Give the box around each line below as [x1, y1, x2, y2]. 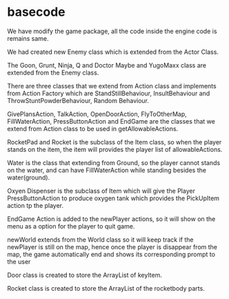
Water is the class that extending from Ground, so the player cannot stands [7, 158, 221, 166]
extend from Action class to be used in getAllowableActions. [7, 124, 179, 133]
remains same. [7, 34, 50, 42]
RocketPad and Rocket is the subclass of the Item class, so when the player [7, 137, 222, 146]
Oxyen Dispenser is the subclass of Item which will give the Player [7, 186, 195, 195]
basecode [7, 4, 66, 20]
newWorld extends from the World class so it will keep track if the [7, 235, 194, 244]
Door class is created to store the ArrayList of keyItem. [7, 271, 162, 279]
